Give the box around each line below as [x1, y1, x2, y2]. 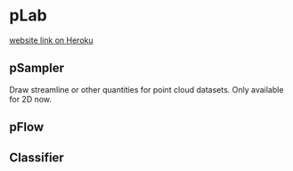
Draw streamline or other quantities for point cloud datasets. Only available [9, 84, 284, 94]
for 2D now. [9, 94, 52, 104]
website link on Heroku [9, 35, 94, 45]
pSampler [9, 61, 65, 76]
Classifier [9, 150, 64, 165]
